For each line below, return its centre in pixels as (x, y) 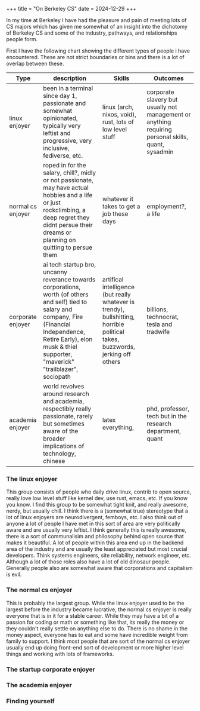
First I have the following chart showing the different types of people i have (98, 51)
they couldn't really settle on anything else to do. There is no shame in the (97, 628)
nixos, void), (119, 114)
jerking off (116, 354)
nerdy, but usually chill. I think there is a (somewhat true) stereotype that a (97, 511)
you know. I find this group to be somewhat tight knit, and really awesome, (97, 505)
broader (54, 439)
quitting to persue (68, 247)
